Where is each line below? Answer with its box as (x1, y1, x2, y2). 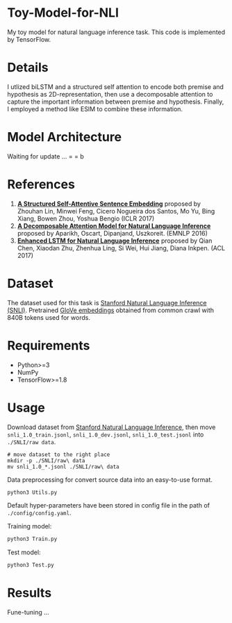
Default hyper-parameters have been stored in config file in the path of (7, 501, 210, 510)
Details (7, 60, 49, 76)
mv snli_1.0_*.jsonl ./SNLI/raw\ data (7, 463, 119, 470)
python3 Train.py (7, 535, 58, 543)
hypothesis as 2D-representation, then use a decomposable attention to (7, 90, 213, 98)
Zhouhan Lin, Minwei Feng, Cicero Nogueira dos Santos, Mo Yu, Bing (17, 207, 215, 215)
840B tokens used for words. (7, 313, 90, 321)
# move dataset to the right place (7, 451, 110, 458)
